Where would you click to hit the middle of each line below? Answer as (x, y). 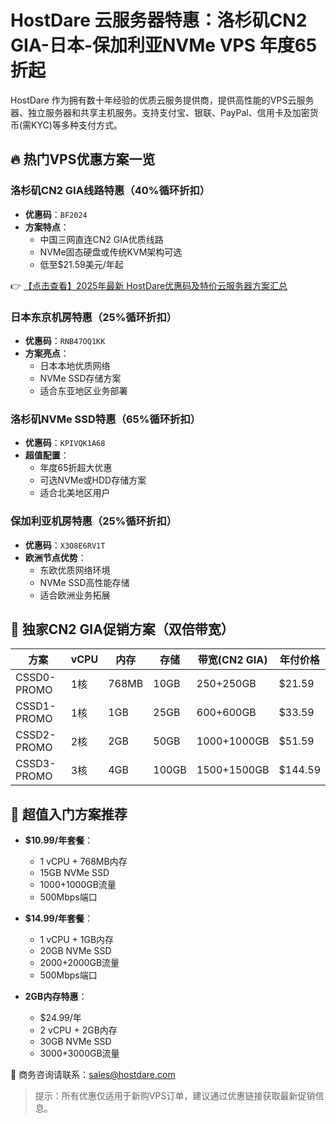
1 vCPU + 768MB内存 (83, 862)
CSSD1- (36, 706)
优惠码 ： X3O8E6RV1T (65, 545)
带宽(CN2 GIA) (232, 660)
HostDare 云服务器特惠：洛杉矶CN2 (159, 20)
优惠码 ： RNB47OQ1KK (65, 340)
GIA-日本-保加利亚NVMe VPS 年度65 (164, 45)
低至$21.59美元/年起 (81, 264)
